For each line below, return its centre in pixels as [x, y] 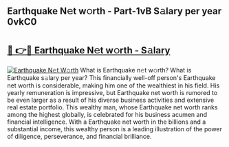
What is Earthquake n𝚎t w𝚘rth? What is [136, 70]
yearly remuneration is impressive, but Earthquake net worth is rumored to [112, 93]
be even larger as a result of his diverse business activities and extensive [111, 100]
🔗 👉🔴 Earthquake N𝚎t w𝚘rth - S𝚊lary [89, 50]
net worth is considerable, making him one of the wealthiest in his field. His [113, 85]
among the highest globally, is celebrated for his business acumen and [107, 115]
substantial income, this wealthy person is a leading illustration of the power [115, 129]
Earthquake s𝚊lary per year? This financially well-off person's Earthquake [111, 78]
